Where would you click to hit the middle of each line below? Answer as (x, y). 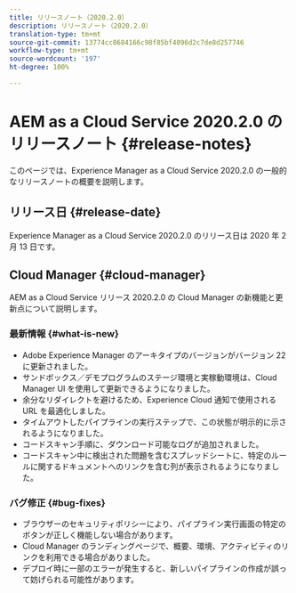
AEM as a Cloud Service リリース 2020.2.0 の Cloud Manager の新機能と (142, 297)
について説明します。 (63, 309)
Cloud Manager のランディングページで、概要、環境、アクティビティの (152, 546)
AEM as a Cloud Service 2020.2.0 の (146, 122)
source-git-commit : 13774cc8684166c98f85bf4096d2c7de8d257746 (127, 42)
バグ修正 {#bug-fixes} (57, 502)
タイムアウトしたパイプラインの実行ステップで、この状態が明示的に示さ (154, 422)
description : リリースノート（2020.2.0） (81, 26)
